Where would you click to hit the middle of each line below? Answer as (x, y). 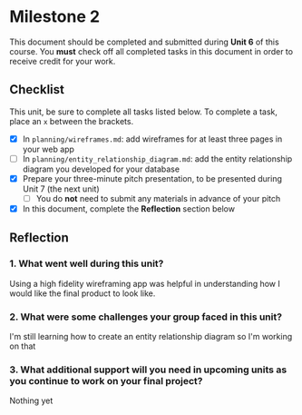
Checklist (37, 89)
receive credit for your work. (63, 61)
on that (23, 346)
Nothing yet (31, 400)
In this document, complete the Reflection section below (129, 209)
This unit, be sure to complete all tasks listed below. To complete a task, (144, 112)
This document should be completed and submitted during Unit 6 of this (144, 42)
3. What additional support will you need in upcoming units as (148, 370)
